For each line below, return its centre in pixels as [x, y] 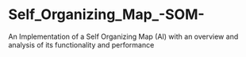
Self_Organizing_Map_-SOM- [106, 15]
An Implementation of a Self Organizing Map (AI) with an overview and [123, 36]
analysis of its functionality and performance [81, 44]
